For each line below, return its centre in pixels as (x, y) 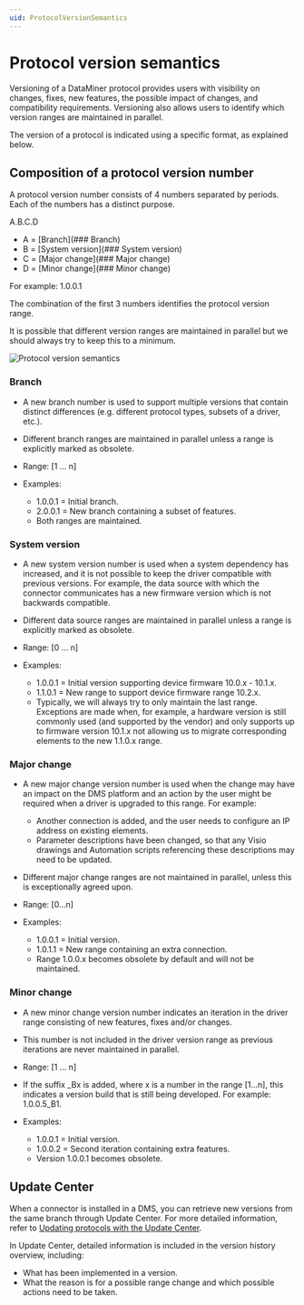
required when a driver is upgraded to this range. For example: (139, 803)
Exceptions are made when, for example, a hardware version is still (161, 711)
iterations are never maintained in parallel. (101, 1049)
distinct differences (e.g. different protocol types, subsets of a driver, (152, 411)
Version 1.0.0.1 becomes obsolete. (99, 1158)
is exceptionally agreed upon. (78, 887)
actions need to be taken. (70, 1292)
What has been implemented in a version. (100, 1273)
